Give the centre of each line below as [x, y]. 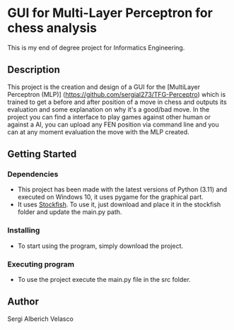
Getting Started [42, 154]
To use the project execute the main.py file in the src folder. [104, 280]
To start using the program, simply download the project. [100, 246]
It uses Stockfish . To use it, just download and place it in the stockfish [119, 205]
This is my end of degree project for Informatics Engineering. [96, 47]
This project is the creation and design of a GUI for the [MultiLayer [104, 87]
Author [23, 302]
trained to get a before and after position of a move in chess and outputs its [117, 102]
